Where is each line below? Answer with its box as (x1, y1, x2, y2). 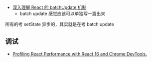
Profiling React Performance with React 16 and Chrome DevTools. (12, 50, 147, 56)
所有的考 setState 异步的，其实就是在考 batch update (5, 21, 115, 27)
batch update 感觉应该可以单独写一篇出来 (19, 10, 106, 16)
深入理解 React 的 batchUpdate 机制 (12, 4, 87, 10)
